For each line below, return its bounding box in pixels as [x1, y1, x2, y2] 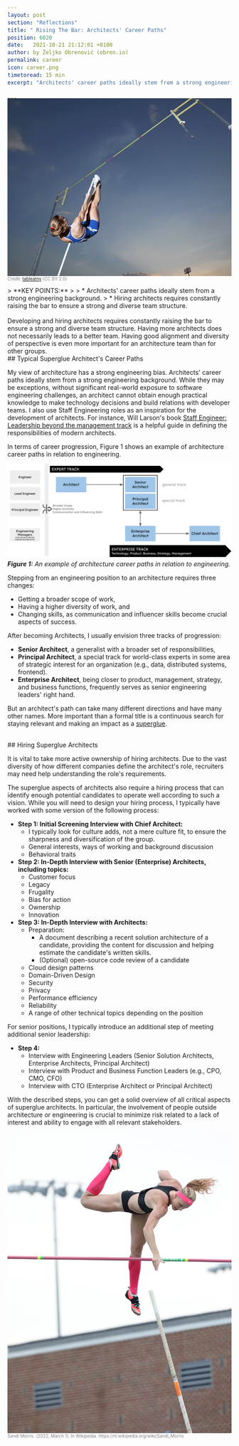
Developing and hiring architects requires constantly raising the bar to [7, 317, 212, 325]
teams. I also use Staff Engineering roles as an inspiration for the [7, 406, 197, 415]
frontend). [17, 668, 48, 676]
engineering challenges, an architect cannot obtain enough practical [7, 391, 208, 400]
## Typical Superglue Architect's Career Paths [7, 354, 144, 363]
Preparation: [28, 925, 65, 934]
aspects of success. [17, 617, 77, 626]
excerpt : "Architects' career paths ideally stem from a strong [7, 79, 202, 86]
